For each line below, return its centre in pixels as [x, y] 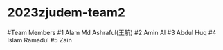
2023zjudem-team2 [66, 13]
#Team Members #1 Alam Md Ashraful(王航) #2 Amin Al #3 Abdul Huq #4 [112, 32]
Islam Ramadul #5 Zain [40, 40]
